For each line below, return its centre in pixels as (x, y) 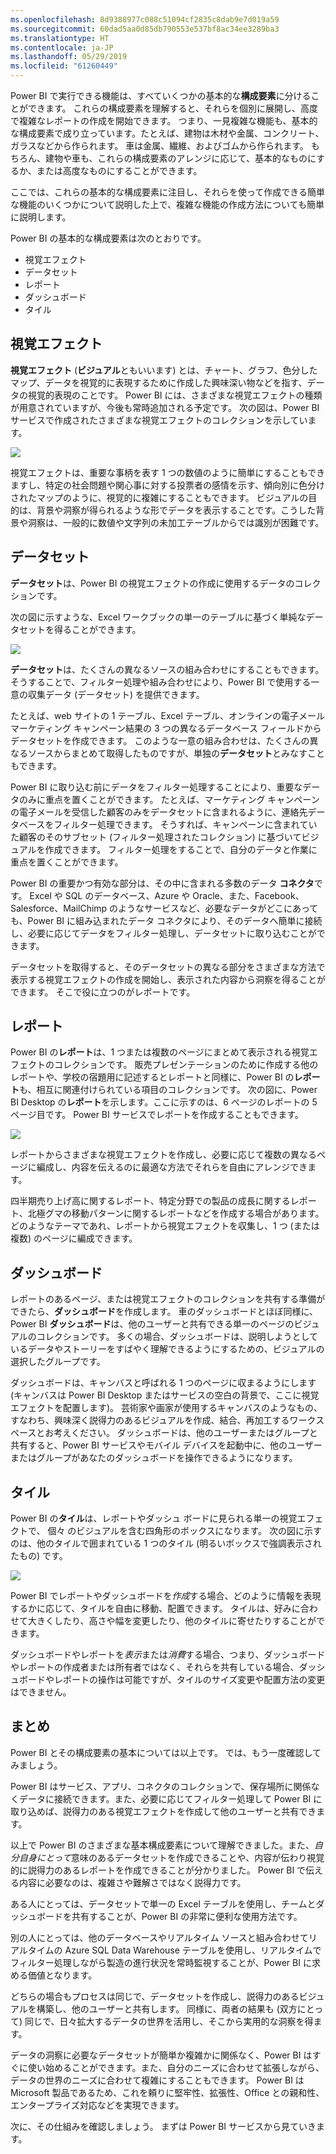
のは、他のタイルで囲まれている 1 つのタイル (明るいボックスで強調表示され (166, 1543)
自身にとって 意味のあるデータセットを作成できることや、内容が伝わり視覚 (171, 1857)
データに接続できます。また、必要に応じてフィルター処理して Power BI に (170, 1798)
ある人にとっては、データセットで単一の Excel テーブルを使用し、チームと (163, 1903)
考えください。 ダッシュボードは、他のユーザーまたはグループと (185, 1433)
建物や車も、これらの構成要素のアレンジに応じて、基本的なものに (180, 158)
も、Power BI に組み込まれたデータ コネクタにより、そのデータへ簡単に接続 (166, 920)
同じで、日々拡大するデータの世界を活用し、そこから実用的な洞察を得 (169, 2021)
